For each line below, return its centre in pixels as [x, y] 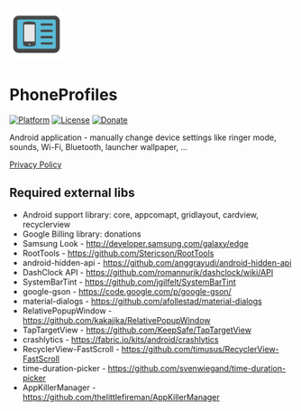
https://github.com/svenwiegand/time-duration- [197, 368]
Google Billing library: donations [82, 234]
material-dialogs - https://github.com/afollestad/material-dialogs [142, 301]
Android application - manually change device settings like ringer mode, [143, 137]
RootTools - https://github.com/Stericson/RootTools [118, 253]
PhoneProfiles [64, 95]
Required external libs [72, 193]
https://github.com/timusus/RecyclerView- [200, 349]
